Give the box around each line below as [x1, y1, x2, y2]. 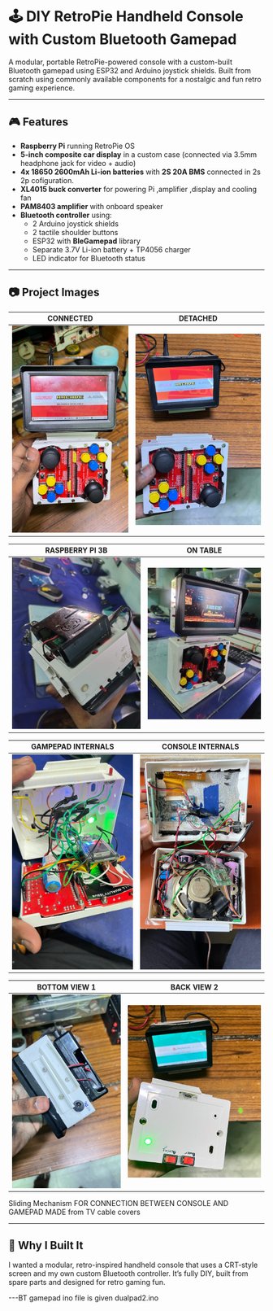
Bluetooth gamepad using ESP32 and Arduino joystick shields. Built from [8, 65, 252, 75]
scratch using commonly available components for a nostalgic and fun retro [8, 74, 262, 84]
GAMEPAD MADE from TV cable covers [8, 1207, 141, 1217]
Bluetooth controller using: [19, 210, 112, 220]
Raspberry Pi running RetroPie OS [19, 141, 136, 151]
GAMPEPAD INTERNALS [31, 742, 115, 752]
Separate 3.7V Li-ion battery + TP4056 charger [32, 244, 191, 254]
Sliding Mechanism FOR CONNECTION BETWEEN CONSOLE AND [8, 1199, 229, 1208]
